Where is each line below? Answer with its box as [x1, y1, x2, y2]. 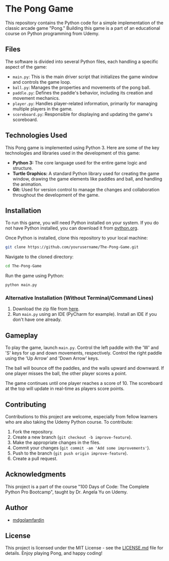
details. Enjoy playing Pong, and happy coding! [5, 550, 102, 556]
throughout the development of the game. [12, 192, 100, 198]
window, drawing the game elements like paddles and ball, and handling [12, 176, 162, 182]
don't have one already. [12, 316, 62, 323]
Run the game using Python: [5, 273, 64, 279]
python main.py [5, 283, 37, 288]
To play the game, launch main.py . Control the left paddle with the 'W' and [5, 345, 159, 351]
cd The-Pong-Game [5, 263, 42, 269]
